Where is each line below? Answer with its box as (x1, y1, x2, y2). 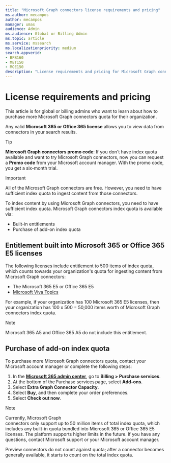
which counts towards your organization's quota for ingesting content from (5, 268, 163, 274)
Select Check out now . (12, 395, 61, 401)
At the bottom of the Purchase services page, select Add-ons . (12, 379, 143, 385)
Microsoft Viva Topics (12, 289, 59, 295)
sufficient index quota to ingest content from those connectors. (5, 190, 138, 196)
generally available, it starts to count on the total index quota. (5, 452, 134, 458)
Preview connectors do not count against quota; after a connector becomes (5, 446, 164, 452)
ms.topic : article (5, 36, 44, 41)
